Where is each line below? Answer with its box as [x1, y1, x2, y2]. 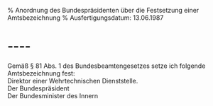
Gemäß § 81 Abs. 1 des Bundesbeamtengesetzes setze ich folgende [7, 61, 206, 70]
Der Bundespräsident [7, 84, 70, 93]
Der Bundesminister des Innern [7, 91, 99, 100]
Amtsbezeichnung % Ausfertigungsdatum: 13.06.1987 [7, 13, 164, 22]
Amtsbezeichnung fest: [7, 69, 75, 77]
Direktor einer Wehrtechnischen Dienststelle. [7, 76, 138, 85]
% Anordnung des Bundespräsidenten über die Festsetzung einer [7, 6, 200, 14]
